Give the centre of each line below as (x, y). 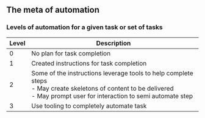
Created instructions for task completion (89, 63)
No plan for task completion (71, 53)
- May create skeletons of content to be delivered (103, 88)
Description (113, 43)
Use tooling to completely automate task (89, 106)
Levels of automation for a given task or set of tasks (85, 27)
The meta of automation (53, 10)
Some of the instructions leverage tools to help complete (112, 73)
